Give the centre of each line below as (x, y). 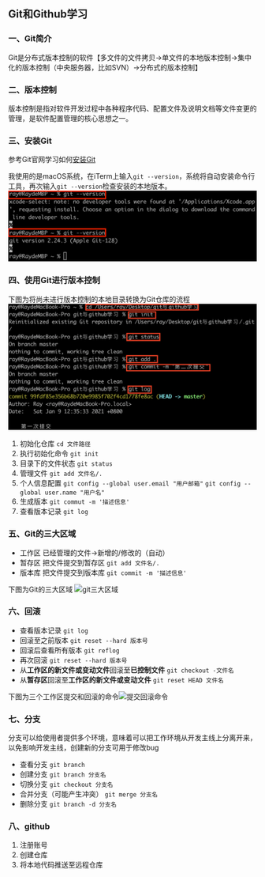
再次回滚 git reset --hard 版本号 (73, 660)
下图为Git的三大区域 (41, 589)
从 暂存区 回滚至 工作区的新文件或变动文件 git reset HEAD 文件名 (121, 679)
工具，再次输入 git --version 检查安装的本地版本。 (90, 186)
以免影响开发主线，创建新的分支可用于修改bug (84, 748)
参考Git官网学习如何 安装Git (52, 160)
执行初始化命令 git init (59, 454)
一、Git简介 (30, 39)
